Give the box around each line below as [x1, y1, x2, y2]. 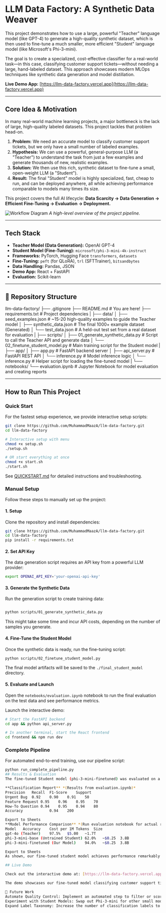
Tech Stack [5, 229, 41, 238]
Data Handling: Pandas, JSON [12, 263, 75, 269]
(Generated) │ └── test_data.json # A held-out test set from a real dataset [5, 327, 157, 333]
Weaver [5, 14, 38, 25]
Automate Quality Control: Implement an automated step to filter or [5, 894, 152, 899]
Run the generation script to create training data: [5, 596, 104, 602]
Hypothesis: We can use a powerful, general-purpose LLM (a [12, 149, 138, 155]
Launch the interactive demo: [5, 707, 65, 713]
